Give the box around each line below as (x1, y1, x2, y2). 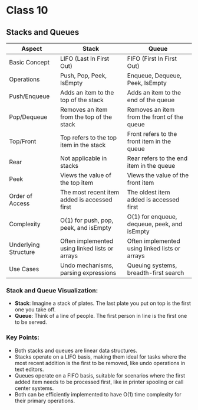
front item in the (127, 137, 171, 145)
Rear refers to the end (127, 154, 187, 162)
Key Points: (6, 333, 39, 341)
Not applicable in (60, 154, 107, 162)
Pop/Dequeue (9, 113, 48, 121)
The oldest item (127, 188, 170, 196)
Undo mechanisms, (60, 261, 114, 269)
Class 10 (6, 4, 48, 17)
